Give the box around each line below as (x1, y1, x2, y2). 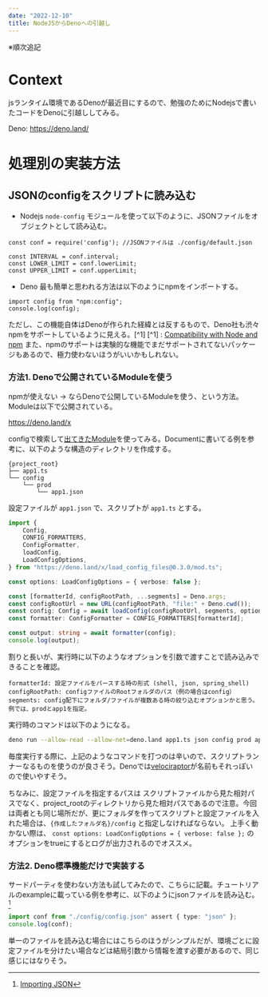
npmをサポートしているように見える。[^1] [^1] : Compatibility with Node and (8, 329, 258, 340)
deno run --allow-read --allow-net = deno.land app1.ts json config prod (8, 736, 251, 744)
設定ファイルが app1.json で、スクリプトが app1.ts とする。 (8, 503, 206, 512)
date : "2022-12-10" (8, 11, 73, 20)
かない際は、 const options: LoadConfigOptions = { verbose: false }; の (8, 828, 254, 838)
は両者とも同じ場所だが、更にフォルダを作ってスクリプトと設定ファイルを (8, 808, 253, 818)
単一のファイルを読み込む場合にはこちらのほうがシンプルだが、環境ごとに (8, 935, 253, 945)
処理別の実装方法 (8, 154, 121, 173)
